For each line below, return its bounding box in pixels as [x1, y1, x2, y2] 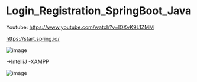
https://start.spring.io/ [6, 35, 60, 42]
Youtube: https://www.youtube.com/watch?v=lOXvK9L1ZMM [6, 24, 154, 31]
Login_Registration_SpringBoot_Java [6, 4, 192, 18]
